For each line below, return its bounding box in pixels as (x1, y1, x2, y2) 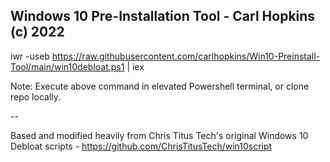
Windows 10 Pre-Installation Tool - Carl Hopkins (10, 8, 316, 25)
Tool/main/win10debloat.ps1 (10, 60, 125, 73)
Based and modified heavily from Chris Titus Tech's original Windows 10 (10, 129, 309, 141)
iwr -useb (10, 50, 50, 62)
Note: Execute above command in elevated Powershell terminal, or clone (10, 80, 310, 92)
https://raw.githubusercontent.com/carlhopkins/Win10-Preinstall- (51, 50, 321, 62)
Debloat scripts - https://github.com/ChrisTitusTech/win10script (10, 140, 273, 152)
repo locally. (10, 90, 62, 103)
